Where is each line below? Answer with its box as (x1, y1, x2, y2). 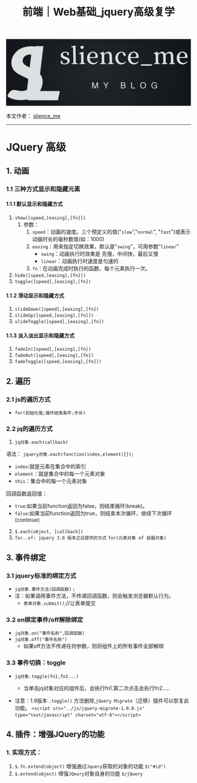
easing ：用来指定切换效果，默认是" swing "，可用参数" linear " (32, 243, 179, 250)
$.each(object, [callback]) (14, 529, 83, 535)
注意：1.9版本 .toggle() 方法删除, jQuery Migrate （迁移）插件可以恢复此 (14, 697, 189, 704)
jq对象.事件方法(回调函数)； (14, 587, 76, 592)
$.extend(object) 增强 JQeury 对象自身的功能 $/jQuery (14, 770, 143, 777)
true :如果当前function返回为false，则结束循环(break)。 (14, 503, 148, 510)
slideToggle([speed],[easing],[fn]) (14, 319, 104, 325)
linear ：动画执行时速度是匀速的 (40, 257, 119, 265)
